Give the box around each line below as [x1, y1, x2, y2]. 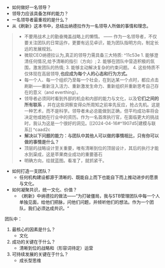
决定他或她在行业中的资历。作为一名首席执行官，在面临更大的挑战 [24, 114, 159, 120]
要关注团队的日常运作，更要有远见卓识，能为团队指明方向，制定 [24, 40, 155, 46]
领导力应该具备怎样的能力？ [11, 10, 69, 16]
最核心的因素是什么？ [11, 226, 55, 232]
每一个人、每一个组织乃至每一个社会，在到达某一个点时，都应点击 [24, 77, 159, 83]
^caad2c [33, 127, 51, 133]
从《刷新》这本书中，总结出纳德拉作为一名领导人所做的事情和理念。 [11, 23, 151, 29]
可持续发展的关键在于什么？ [11, 251, 69, 257]
